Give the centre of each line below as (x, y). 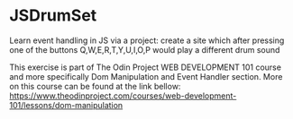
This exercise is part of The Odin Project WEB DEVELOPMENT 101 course (146, 67)
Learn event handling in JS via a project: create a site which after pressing (147, 40)
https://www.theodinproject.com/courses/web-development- (123, 96)
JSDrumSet (53, 16)
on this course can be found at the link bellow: (95, 86)
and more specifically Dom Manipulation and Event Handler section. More (146, 76)
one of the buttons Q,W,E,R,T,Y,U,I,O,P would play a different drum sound (145, 49)
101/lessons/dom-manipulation (66, 105)
